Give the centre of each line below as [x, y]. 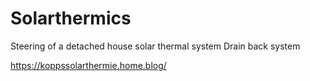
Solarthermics [71, 18]
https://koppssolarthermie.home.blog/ [88, 65]
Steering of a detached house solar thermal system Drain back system [155, 46]
